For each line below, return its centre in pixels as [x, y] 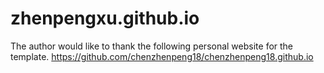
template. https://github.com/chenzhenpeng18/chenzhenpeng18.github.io [162, 56]
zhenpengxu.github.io [105, 18]
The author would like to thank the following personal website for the [152, 46]
